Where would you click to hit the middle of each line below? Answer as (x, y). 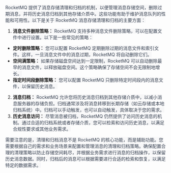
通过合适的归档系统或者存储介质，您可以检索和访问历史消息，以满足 (93, 123)
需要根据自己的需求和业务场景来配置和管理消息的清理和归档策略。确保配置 (83, 146)
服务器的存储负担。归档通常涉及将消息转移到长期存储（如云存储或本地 (91, 104)
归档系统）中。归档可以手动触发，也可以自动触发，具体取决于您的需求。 (88, 110)
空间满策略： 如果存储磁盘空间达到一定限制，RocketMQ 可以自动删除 (85, 61)
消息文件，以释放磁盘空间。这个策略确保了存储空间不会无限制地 (89, 67)
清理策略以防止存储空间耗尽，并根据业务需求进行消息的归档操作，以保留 (90, 152)
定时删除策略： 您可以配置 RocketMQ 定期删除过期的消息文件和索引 (83, 48)
